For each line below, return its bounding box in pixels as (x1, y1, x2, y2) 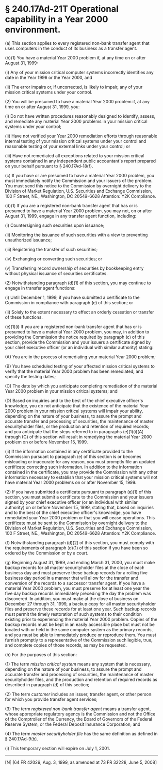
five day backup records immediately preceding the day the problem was (5, 590, 151, 596)
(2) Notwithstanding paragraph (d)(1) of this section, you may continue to (5, 280, 151, 286)
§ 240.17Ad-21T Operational (5, 3, 119, 15)
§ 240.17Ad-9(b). (5, 736, 38, 742)
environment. (5, 24, 61, 35)
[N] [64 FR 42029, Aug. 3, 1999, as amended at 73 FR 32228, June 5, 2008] (5, 759, 157, 765)
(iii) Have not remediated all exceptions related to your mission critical (5, 152, 145, 159)
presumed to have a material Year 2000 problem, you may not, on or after (5, 208, 152, 214)
